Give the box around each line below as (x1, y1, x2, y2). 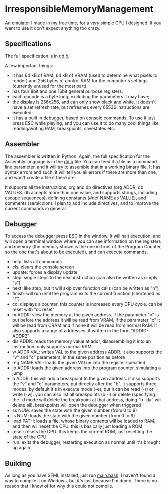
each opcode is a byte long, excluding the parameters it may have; (12, 93, 150, 99)
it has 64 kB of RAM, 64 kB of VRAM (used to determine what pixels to (12, 72, 158, 78)
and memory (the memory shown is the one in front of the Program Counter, (5, 244, 162, 250)
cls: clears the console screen (12, 264, 74, 270)
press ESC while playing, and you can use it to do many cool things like (12, 120, 159, 126)
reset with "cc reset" (12, 306, 55, 313)
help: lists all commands (12, 259, 62, 265)
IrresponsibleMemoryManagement (5, 3, 154, 15)
